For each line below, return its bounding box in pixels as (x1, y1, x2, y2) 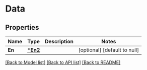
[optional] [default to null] (78, 46, 139, 53)
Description (45, 38, 74, 45)
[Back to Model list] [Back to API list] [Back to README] (5, 59, 121, 65)
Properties (5, 23, 39, 32)
